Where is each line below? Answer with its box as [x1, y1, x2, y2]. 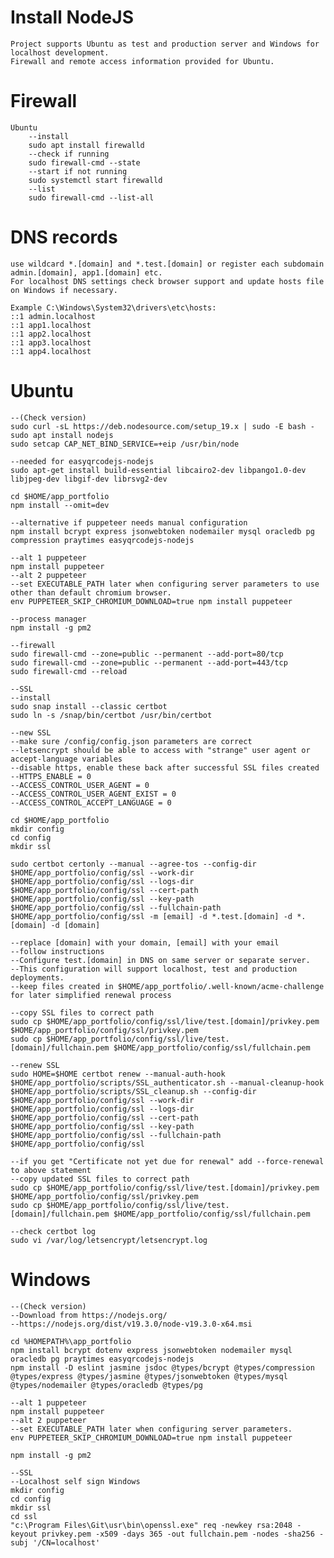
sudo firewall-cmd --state [28, 157, 141, 168]
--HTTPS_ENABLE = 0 [10, 771, 92, 781]
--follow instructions [10, 946, 105, 956]
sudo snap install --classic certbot [10, 701, 168, 711]
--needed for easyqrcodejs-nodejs [10, 456, 155, 466]
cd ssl [10, 1511, 38, 1521]
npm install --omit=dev [10, 500, 110, 510]
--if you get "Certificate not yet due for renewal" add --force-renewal [10, 1156, 325, 1166]
